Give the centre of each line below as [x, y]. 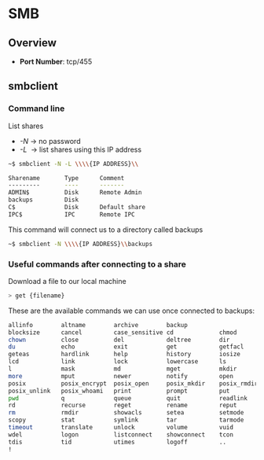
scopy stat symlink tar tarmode [126, 420]
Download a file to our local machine [68, 281]
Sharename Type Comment [66, 178]
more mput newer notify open [121, 376]
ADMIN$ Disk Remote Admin [75, 193]
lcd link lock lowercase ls [117, 362]
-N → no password [50, 141]
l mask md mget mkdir [123, 369]
